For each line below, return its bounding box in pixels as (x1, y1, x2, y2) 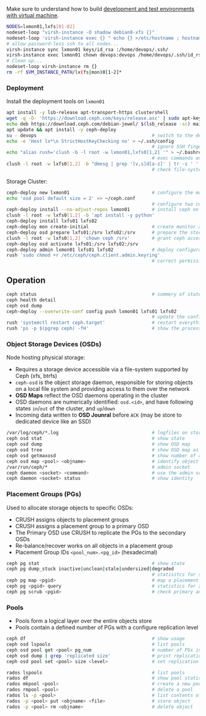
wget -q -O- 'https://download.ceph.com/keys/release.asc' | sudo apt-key (6, 115, 202, 121)
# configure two (151, 201, 193, 207)
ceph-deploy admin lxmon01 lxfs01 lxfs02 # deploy (6, 247, 174, 253)
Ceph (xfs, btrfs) (15, 372, 58, 380)
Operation (6, 275, 46, 285)
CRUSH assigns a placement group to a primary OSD (15, 522, 149, 529)
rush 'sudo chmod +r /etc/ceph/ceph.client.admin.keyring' (6, 252, 161, 258)
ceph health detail (6, 297, 56, 303)
